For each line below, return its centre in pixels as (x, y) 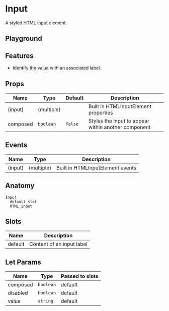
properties (101, 112)
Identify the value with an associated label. (57, 68)
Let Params (23, 262)
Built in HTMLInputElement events (96, 168)
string (46, 301)
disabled (18, 293)
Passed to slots (80, 276)
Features (19, 56)
